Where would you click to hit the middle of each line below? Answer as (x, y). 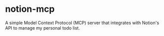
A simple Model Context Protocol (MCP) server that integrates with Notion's (82, 23)
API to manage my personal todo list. (42, 28)
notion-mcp (30, 9)
